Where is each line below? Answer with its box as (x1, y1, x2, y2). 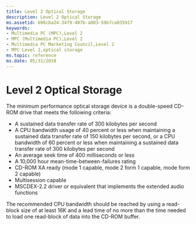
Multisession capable (14, 177, 67, 184)
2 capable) (14, 170, 41, 177)
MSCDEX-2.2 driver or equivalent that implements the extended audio (14, 183, 184, 190)
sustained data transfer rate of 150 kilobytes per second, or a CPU (14, 133, 175, 140)
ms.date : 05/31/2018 (6, 58, 57, 64)
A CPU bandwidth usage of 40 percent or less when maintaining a (14, 127, 175, 134)
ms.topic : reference (6, 52, 57, 58)
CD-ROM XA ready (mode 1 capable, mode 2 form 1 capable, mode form (14, 164, 190, 171)
